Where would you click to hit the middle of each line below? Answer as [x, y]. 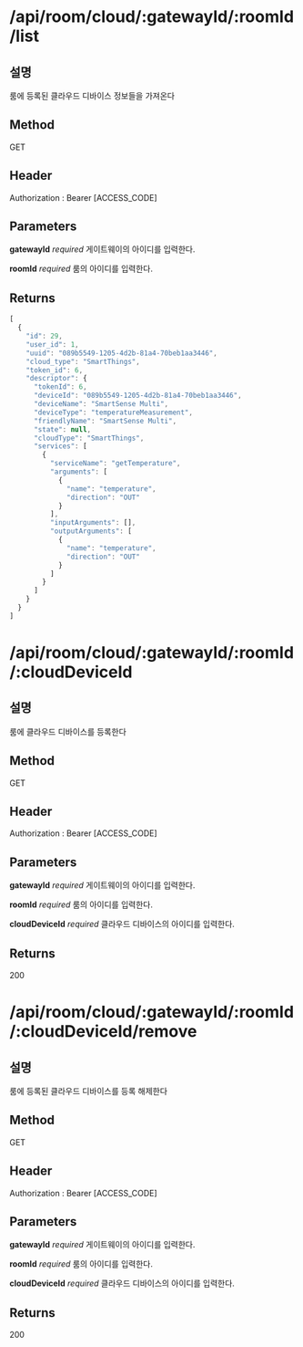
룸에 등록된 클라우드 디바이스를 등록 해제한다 [89, 1091]
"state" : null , [62, 429]
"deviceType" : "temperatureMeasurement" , [113, 412]
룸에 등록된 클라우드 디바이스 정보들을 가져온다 [92, 96]
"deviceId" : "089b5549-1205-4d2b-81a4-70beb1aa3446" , [138, 396]
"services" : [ [61, 446]
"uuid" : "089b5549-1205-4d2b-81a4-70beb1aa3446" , [122, 353]
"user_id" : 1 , [52, 344]
